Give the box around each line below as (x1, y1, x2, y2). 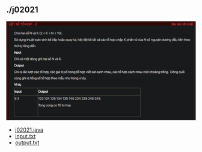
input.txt (14, 132, 36, 139)
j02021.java (14, 126, 44, 133)
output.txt (14, 139, 40, 146)
